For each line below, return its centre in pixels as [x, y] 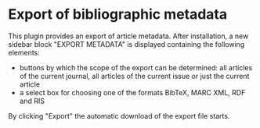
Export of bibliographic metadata [118, 14]
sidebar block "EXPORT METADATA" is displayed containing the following [126, 44]
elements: [24, 52]
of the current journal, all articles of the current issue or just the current [134, 76]
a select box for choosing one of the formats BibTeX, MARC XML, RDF [132, 92]
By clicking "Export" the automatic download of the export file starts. [119, 116]
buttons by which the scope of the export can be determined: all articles [136, 67]
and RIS [32, 101]
